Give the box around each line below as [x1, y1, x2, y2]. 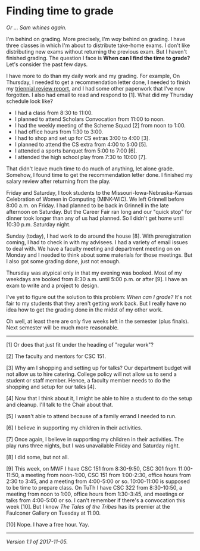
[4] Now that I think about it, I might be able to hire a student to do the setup [6, 394, 193, 401]
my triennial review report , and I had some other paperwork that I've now [6, 85, 186, 92]
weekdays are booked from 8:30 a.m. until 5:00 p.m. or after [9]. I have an [6, 275, 187, 282]
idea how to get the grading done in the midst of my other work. [6, 306, 163, 313]
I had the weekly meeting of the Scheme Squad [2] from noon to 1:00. [14, 122, 186, 129]
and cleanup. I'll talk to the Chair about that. [6, 401, 114, 408]
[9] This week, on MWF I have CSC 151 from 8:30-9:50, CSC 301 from [6, 465, 177, 472]
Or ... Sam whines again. [6, 24, 67, 31]
